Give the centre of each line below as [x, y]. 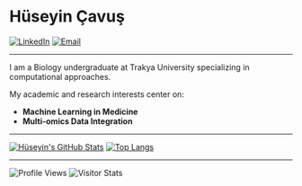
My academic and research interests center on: [97, 94]
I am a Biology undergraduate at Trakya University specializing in [129, 67]
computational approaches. [60, 76]
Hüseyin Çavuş [67, 17]
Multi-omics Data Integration [77, 121]
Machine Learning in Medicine [80, 111]
